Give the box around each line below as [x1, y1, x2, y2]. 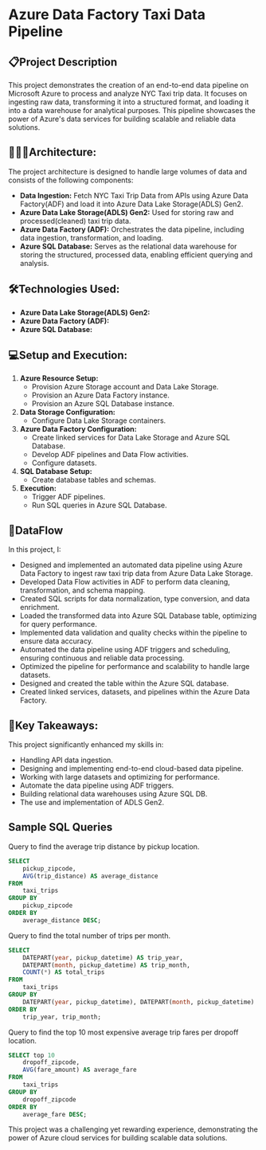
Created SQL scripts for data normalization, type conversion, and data [19, 594, 250, 604]
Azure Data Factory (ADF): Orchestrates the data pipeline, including [19, 225, 244, 234]
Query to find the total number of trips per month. [8, 930, 171, 941]
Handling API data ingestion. [19, 755, 114, 765]
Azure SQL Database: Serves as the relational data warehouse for [19, 241, 237, 251]
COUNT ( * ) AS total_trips [22, 968, 105, 976]
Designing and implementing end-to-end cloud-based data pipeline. [19, 764, 244, 773]
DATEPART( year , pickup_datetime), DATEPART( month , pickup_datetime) [22, 998, 255, 1006]
